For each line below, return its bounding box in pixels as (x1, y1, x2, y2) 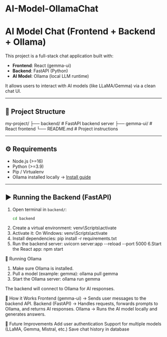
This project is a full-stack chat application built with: (5, 53, 113, 59)
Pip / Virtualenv (12, 168, 44, 174)
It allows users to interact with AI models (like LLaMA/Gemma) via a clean (5, 83, 156, 89)
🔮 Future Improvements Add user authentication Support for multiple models (5, 321, 162, 327)
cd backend (12, 216, 35, 221)
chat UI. (5, 88, 21, 94)
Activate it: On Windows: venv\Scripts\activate (12, 230, 108, 236)
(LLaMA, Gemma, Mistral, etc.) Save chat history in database (5, 326, 130, 332)
